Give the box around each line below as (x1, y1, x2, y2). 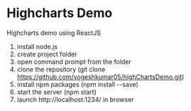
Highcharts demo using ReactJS (6, 28, 101, 37)
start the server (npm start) (16, 88, 97, 96)
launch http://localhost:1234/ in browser (16, 95, 134, 104)
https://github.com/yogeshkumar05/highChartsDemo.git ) (16, 73, 185, 81)
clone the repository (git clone (16, 65, 106, 73)
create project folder (16, 50, 77, 58)
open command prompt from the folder (16, 57, 132, 65)
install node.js (16, 42, 58, 51)
